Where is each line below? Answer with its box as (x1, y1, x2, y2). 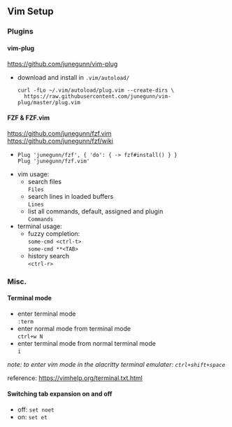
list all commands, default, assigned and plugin (27, 206, 164, 216)
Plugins (7, 27, 34, 36)
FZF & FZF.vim (7, 113, 50, 122)
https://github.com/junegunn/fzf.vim (7, 129, 112, 137)
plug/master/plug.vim (17, 99, 80, 106)
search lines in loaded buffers (27, 192, 114, 200)
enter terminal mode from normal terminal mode (17, 339, 156, 347)
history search (27, 251, 70, 260)
